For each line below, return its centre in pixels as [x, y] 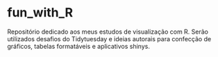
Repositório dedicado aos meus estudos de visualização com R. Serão [108, 32]
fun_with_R [40, 13]
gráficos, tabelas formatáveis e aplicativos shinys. [79, 46]
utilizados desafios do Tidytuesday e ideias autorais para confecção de [109, 38]
